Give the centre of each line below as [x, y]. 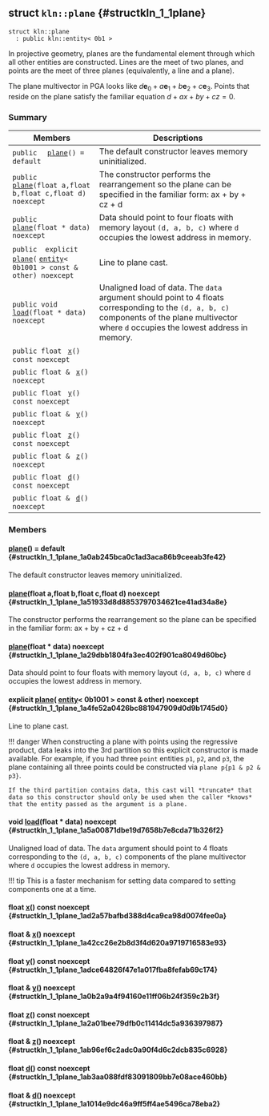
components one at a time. [52, 889]
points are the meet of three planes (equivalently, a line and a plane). [121, 70]
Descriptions [178, 138]
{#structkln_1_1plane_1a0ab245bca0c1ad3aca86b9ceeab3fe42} [117, 557]
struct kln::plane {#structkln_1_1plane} [107, 13]
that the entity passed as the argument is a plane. [98, 804]
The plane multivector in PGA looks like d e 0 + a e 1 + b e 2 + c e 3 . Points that [129, 87]
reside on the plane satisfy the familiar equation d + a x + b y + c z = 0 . [122, 96]
